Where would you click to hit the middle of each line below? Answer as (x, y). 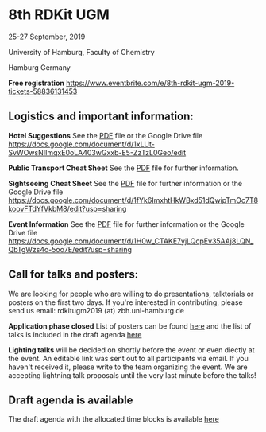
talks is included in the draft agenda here (75, 334)
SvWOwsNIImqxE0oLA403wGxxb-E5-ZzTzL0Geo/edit (97, 152)
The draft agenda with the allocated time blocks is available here (114, 419)
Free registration (37, 83)
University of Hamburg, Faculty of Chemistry (81, 52)
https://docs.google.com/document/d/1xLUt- (81, 144)
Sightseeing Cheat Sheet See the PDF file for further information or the (125, 183)
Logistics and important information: (101, 117)
